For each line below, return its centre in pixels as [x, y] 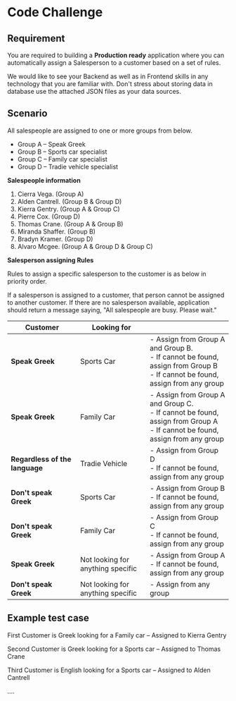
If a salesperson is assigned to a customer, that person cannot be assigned [116, 295]
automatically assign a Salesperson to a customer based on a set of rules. [114, 63]
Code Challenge [55, 12]
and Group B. [171, 348]
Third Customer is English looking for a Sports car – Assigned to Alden [109, 670]
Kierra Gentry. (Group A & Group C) [69, 209]
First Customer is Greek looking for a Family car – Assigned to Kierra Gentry [117, 635]
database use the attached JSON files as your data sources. [94, 91]
